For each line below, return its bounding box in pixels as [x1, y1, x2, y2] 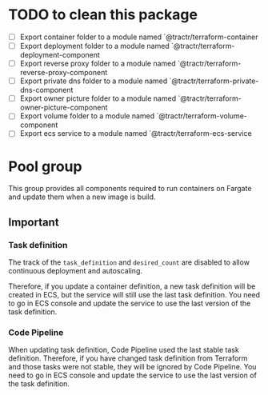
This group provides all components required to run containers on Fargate [8, 184, 252, 194]
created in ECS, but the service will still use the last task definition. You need [8, 290, 261, 299]
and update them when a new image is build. [8, 192, 156, 201]
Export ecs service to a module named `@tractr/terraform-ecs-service [19, 129, 252, 138]
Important [8, 215, 59, 229]
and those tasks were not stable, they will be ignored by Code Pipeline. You [8, 362, 257, 372]
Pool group [8, 158, 82, 175]
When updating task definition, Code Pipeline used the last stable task [8, 345, 240, 355]
